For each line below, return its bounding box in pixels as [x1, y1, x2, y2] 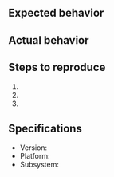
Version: [19, 143, 48, 152]
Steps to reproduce [8, 61, 106, 74]
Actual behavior [8, 33, 89, 47]
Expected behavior [8, 6, 104, 20]
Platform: [19, 151, 50, 161]
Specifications [8, 121, 82, 135]
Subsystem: [19, 159, 60, 170]
